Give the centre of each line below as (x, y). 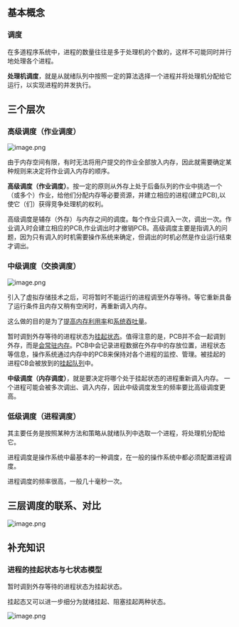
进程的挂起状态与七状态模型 (55, 570)
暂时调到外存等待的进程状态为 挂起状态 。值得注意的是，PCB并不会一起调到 (117, 336)
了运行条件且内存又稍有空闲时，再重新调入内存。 (79, 306)
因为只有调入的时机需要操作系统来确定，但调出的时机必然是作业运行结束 (126, 237)
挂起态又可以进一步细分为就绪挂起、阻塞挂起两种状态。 (88, 602)
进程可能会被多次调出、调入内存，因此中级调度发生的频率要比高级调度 (116, 387)
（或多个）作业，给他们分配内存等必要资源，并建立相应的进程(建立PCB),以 (117, 195)
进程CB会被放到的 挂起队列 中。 (52, 363)
